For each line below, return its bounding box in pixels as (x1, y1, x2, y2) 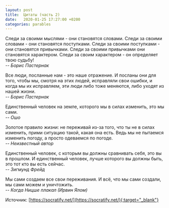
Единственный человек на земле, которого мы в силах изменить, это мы (5, 103, 164, 110)
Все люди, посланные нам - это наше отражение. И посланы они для (5, 72, 156, 79)
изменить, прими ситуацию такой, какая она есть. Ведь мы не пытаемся (5, 130, 164, 136)
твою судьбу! (5, 57, 35, 63)
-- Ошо (5, 115, 21, 121)
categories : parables (5, 21, 51, 27)
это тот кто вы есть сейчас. (5, 161, 65, 167)
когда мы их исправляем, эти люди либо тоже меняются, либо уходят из (5, 83, 164, 89)
